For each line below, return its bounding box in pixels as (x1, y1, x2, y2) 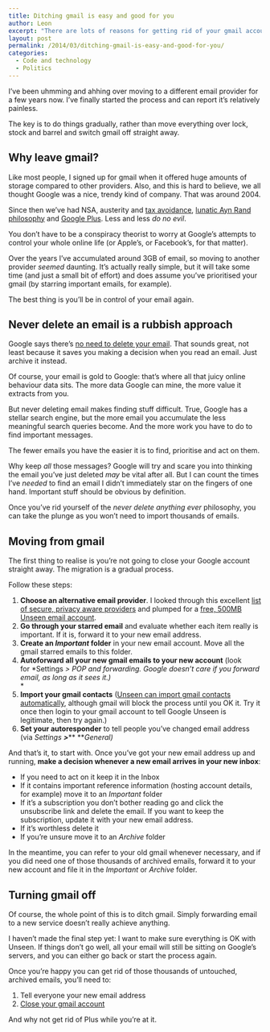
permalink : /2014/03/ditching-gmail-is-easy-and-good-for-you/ (8, 42, 225, 50)
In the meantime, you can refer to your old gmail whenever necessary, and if (8, 848, 261, 857)
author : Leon (8, 19, 52, 27)
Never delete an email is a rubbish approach (8, 317, 233, 331)
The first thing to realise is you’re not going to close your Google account (8, 556, 251, 566)
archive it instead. (8, 356, 67, 366)
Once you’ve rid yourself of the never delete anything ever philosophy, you (8, 502, 256, 512)
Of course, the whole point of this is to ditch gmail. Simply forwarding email (8, 910, 257, 918)
